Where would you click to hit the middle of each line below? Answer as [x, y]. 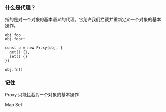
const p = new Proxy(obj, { [34, 48]
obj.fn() [14, 70]
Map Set [14, 104]
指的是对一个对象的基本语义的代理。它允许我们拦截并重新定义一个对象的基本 [83, 19]
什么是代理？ [21, 7]
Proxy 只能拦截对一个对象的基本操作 [42, 94]
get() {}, [20, 52]
